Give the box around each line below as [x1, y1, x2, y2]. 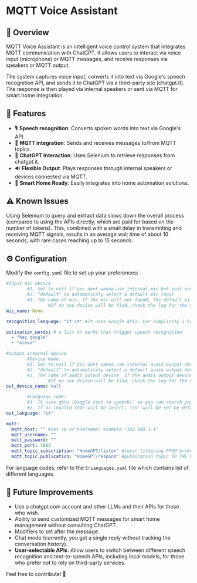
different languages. [6, 470, 55, 477]
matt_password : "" [11, 437, 57, 443]
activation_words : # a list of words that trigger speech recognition [6, 329, 182, 335]
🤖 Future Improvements [6, 487, 94, 497]
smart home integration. [6, 92, 64, 99]
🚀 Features [6, 109, 46, 118]
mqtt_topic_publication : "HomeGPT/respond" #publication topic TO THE [11, 453, 188, 460]
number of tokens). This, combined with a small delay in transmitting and [6, 224, 182, 231]
